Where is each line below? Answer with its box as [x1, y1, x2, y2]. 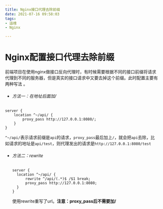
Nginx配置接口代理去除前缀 [5, 52, 115, 63]
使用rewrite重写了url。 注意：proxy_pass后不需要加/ [12, 198, 116, 204]
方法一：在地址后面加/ [12, 93, 57, 99]
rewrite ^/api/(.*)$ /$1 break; [25, 176, 91, 181]
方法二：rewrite [12, 153, 44, 158]
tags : [5, 16, 16, 21]
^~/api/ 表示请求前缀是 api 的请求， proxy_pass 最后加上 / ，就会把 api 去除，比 [5, 135, 155, 140]
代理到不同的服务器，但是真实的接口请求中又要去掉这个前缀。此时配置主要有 [5, 75, 158, 81]
